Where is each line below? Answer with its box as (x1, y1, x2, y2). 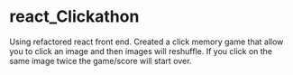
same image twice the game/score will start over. (9, 55, 192, 66)
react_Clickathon (9, 6, 140, 27)
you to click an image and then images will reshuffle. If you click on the (9, 45, 273, 56)
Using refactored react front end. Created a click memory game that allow (9, 36, 284, 47)
